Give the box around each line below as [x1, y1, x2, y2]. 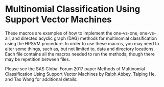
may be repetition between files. [5, 56, 70, 62]
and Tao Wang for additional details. [5, 76, 78, 82]
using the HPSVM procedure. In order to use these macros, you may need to [5, 40, 159, 46]
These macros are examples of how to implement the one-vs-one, [5, 30, 139, 36]
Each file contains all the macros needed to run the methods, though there [5, 51, 155, 57]
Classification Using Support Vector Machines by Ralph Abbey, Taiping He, [5, 71, 156, 77]
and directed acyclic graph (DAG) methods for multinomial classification [12, 35, 157, 41]
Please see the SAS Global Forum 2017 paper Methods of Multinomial [5, 65, 145, 72]
